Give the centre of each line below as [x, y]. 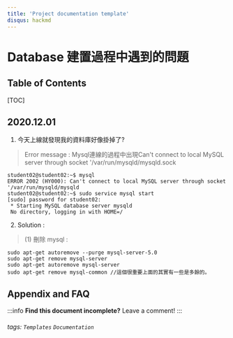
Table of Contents [47, 84]
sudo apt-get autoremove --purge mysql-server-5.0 [82, 253]
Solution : [31, 225]
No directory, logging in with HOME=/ [67, 212]
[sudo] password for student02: [54, 200]
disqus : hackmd [29, 20]
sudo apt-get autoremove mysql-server [63, 265]
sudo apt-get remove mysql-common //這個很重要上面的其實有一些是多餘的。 [109, 273]
